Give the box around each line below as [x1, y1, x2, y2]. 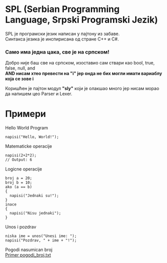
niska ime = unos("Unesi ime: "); [5, 233, 77, 238]
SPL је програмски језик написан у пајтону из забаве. [5, 30, 120, 36]
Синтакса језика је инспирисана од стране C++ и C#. [5, 36, 119, 42]
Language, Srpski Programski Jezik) [5, 14, 158, 25]
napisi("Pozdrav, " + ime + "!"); [5, 238, 77, 243]
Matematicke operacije [5, 143, 52, 149]
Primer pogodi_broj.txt [5, 252, 51, 258]
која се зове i [5, 76, 34, 82]
